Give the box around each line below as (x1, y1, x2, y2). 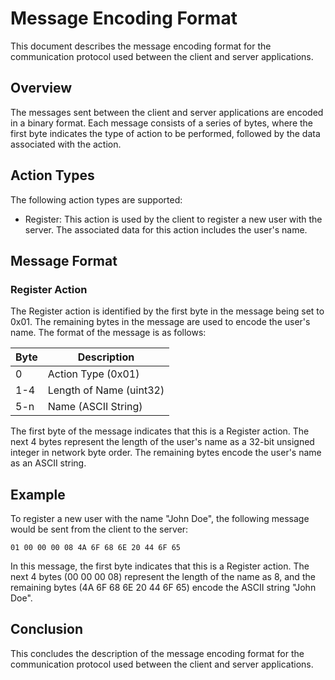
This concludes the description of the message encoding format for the (10, 647, 305, 659)
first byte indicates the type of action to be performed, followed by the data (10, 127, 321, 139)
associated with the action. (10, 138, 122, 150)
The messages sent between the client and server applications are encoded (10, 106, 324, 118)
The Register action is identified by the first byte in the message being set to (10, 305, 325, 317)
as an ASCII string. (10, 457, 87, 469)
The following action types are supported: (10, 193, 183, 206)
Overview (10, 80, 73, 97)
